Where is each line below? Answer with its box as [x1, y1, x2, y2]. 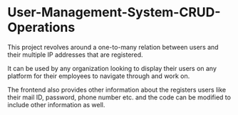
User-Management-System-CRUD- [7, 4, 221, 21]
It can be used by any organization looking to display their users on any [7, 64, 217, 72]
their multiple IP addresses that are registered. [7, 50, 144, 59]
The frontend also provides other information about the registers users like [7, 85, 227, 94]
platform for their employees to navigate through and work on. [7, 72, 190, 80]
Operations [7, 19, 76, 35]
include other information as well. [7, 100, 105, 109]
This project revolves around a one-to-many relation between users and [7, 43, 219, 51]
